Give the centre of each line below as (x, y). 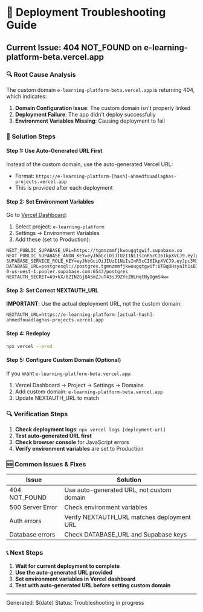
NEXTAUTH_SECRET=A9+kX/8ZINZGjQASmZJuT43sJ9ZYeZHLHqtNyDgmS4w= (88, 277)
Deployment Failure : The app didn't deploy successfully (85, 114)
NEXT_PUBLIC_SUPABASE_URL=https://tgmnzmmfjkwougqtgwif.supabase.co (94, 251)
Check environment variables (106, 507)
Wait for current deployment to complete (67, 566)
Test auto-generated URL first (53, 436)
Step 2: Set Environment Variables (50, 201)
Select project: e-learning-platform (60, 227)
